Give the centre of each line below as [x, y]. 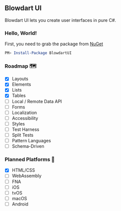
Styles [18, 123]
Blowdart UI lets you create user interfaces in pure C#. [60, 20]
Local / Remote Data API [37, 101]
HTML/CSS [23, 170]
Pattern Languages [31, 140]
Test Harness [25, 129]
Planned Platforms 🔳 [30, 160]
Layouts [20, 79]
